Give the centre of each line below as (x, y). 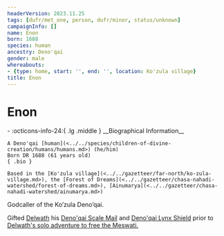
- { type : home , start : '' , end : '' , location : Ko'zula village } (102, 71)
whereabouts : (26, 65)
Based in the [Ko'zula (40, 174)
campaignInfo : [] (32, 26)
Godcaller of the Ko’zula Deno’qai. (56, 205)
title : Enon (24, 78)
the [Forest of (73, 180)
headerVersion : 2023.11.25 (46, 13)
